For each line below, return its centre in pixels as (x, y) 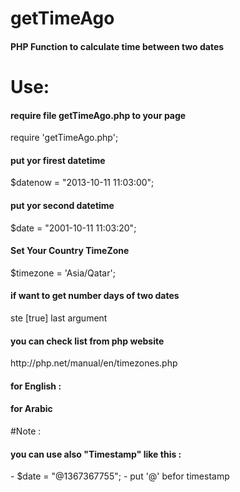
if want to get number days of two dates (95, 296)
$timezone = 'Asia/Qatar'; (63, 273)
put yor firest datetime (58, 160)
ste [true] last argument (59, 318)
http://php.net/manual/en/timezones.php (94, 363)
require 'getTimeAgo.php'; (64, 138)
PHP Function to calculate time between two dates (117, 46)
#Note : (26, 431)
